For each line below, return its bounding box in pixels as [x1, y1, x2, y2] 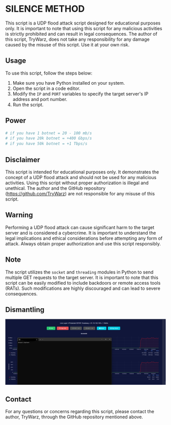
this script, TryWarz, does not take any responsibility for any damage [5, 36, 150, 42]
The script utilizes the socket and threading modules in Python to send [5, 269, 154, 275]
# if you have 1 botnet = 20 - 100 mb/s [5, 131, 93, 136]
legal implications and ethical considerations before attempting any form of [5, 235, 163, 241]
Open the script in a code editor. [12, 85, 80, 91]
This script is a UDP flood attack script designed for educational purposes [5, 20, 161, 26]
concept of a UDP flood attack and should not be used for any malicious [5, 174, 157, 180]
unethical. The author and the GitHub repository [5, 185, 106, 191]
